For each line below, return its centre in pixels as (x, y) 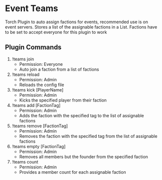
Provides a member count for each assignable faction (73, 172)
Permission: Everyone (41, 64)
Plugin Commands (33, 47)
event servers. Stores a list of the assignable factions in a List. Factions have (81, 27)
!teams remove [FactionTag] (40, 126)
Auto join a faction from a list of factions (59, 69)
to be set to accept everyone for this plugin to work (56, 32)
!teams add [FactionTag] (36, 105)
